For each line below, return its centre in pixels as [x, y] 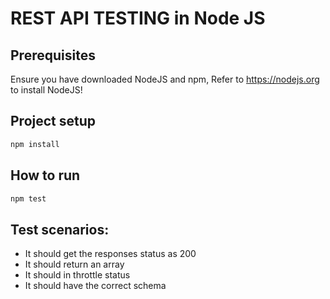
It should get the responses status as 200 [110, 254]
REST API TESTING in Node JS [138, 18]
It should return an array [74, 264]
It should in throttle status [77, 275]
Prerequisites [53, 55]
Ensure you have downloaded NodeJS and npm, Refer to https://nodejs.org [165, 79]
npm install [35, 144]
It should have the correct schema [95, 286]
